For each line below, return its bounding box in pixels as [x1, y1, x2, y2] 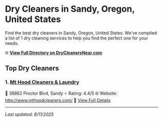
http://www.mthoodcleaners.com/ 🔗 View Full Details [5, 97, 111, 103]
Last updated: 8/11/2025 [5, 111, 54, 117]
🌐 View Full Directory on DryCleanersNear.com [5, 50, 103, 56]
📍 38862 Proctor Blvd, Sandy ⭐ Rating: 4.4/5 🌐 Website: [5, 90, 117, 96]
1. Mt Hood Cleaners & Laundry [5, 79, 80, 86]
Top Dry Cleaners [5, 64, 59, 73]
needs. [5, 40, 19, 46]
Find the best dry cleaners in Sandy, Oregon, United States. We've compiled [5, 30, 157, 36]
